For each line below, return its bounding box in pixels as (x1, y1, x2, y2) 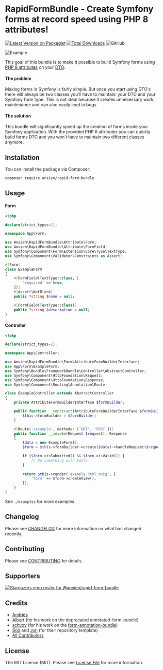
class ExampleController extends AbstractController (5, 391, 114, 396)
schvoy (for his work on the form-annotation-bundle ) (12, 622, 118, 628)
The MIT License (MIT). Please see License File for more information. (5, 660, 143, 666)
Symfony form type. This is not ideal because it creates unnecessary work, (5, 96, 155, 103)
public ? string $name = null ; (14, 294, 75, 299)
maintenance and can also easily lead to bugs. (5, 102, 98, 108)
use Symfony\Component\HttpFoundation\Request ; (5, 373, 103, 378)
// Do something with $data (31, 458, 88, 463)
